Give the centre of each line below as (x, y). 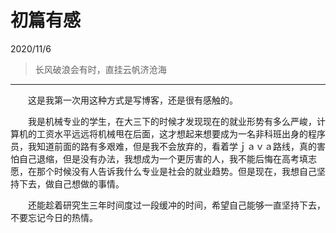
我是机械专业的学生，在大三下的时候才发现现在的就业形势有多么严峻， (172, 121)
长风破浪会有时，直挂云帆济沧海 (100, 69)
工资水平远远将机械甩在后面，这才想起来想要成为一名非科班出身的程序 (181, 133)
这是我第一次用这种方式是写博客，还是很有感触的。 (132, 100)
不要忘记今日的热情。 (54, 217)
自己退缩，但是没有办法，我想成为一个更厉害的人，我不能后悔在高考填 (163, 158)
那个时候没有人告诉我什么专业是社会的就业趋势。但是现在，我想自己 (176, 171)
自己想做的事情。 (89, 183)
